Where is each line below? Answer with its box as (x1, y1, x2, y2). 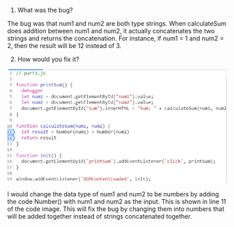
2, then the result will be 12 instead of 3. (7, 42, 122, 49)
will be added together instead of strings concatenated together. (7, 212, 192, 220)
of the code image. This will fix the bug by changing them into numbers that (7, 205, 225, 213)
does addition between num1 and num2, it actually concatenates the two (7, 27, 215, 35)
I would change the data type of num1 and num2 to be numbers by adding (7, 189, 219, 198)
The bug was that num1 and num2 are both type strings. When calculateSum (7, 19, 227, 27)
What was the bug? (17, 6, 73, 14)
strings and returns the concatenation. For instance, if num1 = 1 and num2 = (7, 34, 224, 42)
